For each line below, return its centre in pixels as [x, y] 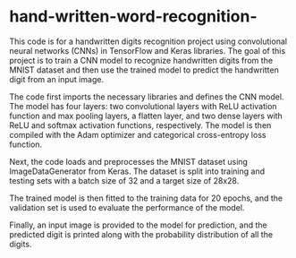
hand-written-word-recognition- [133, 17]
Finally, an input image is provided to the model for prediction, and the [138, 225]
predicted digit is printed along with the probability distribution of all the [141, 234]
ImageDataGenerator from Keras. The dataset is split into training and [137, 171]
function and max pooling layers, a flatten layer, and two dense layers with [146, 116]
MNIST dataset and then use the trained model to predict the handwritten [144, 70]
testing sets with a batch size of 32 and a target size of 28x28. [124, 180]
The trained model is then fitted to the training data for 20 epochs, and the [146, 198]
